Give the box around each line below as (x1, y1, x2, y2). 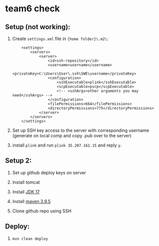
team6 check (5, 3, 60, 14)
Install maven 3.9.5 (12, 198, 51, 204)
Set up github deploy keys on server (12, 169, 86, 175)
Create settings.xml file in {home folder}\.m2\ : (12, 36, 109, 41)
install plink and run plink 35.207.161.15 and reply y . (12, 142, 122, 148)
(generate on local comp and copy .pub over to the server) (12, 133, 132, 138)
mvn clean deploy (12, 236, 48, 241)
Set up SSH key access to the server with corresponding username (12, 127, 150, 133)
